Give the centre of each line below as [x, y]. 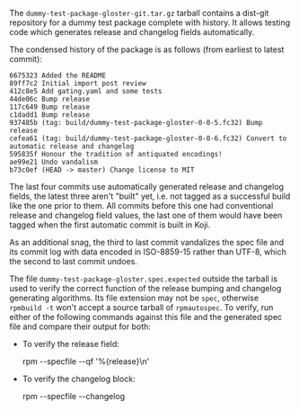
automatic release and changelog [72, 147]
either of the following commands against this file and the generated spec [146, 317]
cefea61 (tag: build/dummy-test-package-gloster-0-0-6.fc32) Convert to [148, 138]
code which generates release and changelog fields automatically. [132, 32]
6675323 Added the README [57, 76]
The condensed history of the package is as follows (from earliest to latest [147, 49]
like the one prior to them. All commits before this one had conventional [141, 205]
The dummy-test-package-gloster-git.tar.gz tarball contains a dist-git [139, 13]
